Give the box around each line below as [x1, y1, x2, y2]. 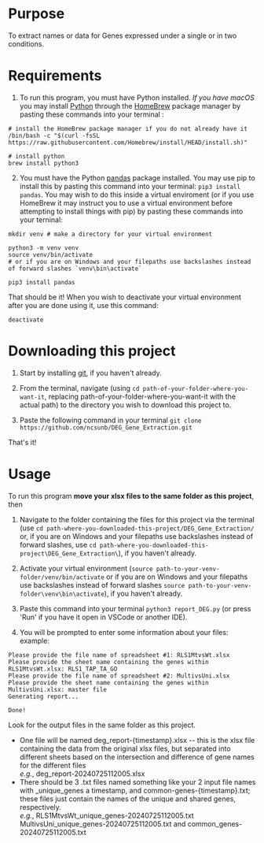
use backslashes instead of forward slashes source [19, 580, 185, 589]
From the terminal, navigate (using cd [19, 383, 140, 392]
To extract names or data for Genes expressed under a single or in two [8, 31, 237, 40]
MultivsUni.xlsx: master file [8, 685, 108, 693]
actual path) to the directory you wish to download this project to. [19, 399, 232, 410]
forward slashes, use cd [19, 540, 97, 549]
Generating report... [8, 693, 79, 700]
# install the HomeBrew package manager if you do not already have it [8, 124, 247, 132]
